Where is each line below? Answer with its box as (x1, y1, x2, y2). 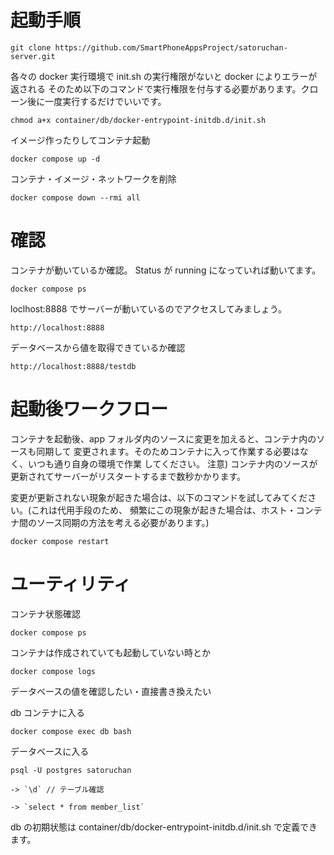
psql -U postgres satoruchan (10, 765, 132, 775)
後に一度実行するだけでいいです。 (27, 95, 167, 107)
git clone (10, 42, 52, 53)
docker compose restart (10, 536, 110, 546)
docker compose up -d (10, 154, 101, 164)
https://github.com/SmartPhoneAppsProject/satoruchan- (54, 42, 288, 53)
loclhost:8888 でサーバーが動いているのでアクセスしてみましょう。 (10, 302, 287, 315)
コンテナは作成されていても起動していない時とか (10, 646, 212, 658)
